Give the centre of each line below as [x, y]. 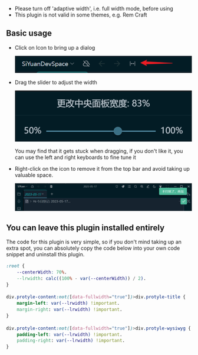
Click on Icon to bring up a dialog [55, 47]
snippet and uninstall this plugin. [45, 254]
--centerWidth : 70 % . [42, 272]
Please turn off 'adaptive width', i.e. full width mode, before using [94, 9]
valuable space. [34, 175]
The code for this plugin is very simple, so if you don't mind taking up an [94, 242]
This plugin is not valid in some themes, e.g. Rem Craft [81, 15]
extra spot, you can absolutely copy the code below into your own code [93, 248]
